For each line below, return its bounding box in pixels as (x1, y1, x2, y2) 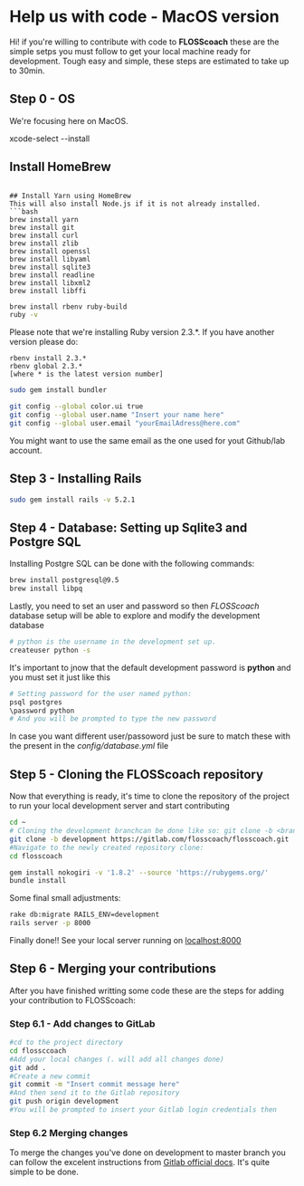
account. (9, 445, 43, 455)
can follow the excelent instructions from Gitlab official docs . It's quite (9, 1157, 270, 1168)
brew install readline (9, 270, 95, 280)
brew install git (9, 223, 75, 232)
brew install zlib (9, 238, 79, 248)
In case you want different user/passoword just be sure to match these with (9, 731, 291, 741)
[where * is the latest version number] (9, 369, 165, 379)
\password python (9, 706, 75, 715)
